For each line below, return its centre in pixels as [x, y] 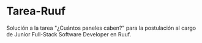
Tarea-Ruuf [36, 11]
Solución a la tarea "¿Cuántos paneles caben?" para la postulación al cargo [101, 28]
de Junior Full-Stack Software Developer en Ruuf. [69, 34]
